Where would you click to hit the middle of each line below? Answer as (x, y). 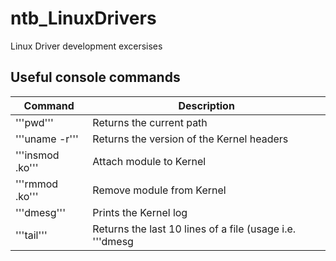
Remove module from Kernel (159, 190)
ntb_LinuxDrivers (83, 18)
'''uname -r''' (47, 139)
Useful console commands (95, 77)
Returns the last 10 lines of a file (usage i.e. (194, 229)
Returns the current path (150, 122)
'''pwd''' (34, 122)
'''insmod (37, 155)
